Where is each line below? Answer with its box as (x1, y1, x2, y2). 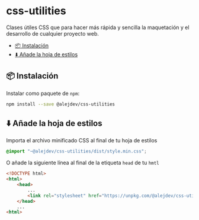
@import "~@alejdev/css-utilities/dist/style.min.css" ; (6, 148, 147, 155)
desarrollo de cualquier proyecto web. (6, 30, 99, 37)
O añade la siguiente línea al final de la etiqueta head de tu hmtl (6, 159, 160, 167)
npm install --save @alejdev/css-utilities (6, 101, 115, 107)
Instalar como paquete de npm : (6, 90, 80, 97)
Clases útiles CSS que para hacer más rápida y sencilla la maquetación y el (6, 24, 190, 31)
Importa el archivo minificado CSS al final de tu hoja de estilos (6, 137, 158, 144)
